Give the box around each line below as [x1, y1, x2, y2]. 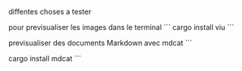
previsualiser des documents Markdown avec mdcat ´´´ [8, 38, 192, 48]
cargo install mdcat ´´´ [8, 54, 82, 63]
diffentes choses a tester [8, 7, 92, 16]
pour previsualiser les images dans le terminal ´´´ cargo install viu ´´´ [8, 23, 235, 31]
